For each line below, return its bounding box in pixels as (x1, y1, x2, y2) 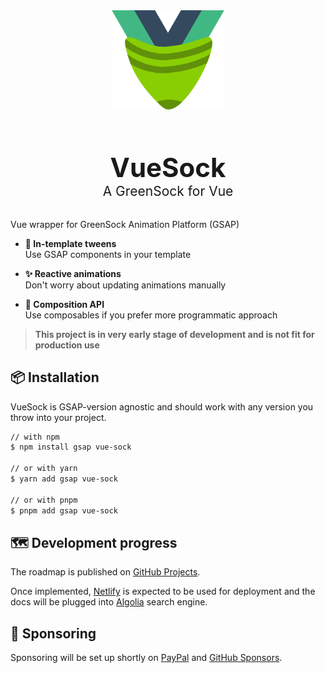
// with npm (10, 432, 60, 442)
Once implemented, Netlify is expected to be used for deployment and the (10, 585, 316, 598)
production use (34, 339, 100, 351)
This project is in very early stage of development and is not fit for (34, 328, 315, 340)
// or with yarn (10, 464, 78, 474)
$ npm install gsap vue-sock (10, 442, 132, 453)
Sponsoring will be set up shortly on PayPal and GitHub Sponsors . (10, 652, 283, 664)
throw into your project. (10, 411, 107, 423)
